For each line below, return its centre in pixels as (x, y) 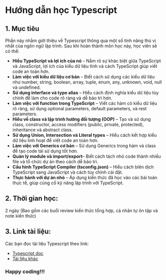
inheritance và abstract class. (42, 130)
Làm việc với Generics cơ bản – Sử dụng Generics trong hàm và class (84, 146)
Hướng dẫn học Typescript (61, 10)
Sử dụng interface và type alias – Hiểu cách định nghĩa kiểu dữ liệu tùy (85, 93)
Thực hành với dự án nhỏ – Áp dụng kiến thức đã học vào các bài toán (85, 177)
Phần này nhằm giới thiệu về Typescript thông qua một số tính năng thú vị (81, 40)
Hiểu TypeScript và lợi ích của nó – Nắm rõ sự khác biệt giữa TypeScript (87, 61)
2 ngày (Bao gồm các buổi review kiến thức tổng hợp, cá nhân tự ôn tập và (82, 210)
